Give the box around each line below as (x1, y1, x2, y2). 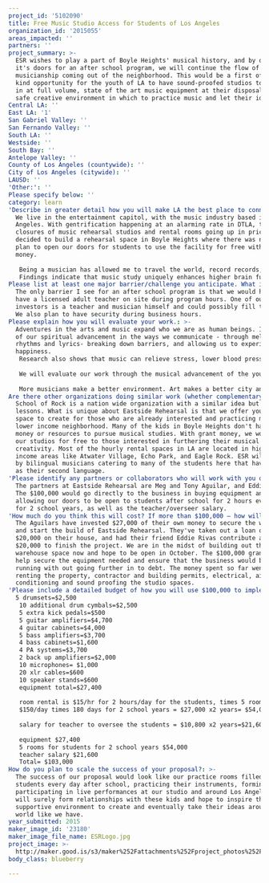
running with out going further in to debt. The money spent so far (15, 564, 249, 572)
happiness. (15, 348, 52, 356)
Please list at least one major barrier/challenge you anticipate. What (8, 280, 256, 289)
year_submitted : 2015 (8, 818, 81, 826)
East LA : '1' (8, 109, 52, 117)
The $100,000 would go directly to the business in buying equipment (15, 489, 252, 498)
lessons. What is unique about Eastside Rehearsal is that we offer (15, 407, 249, 416)
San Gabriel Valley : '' (8, 116, 88, 124)
